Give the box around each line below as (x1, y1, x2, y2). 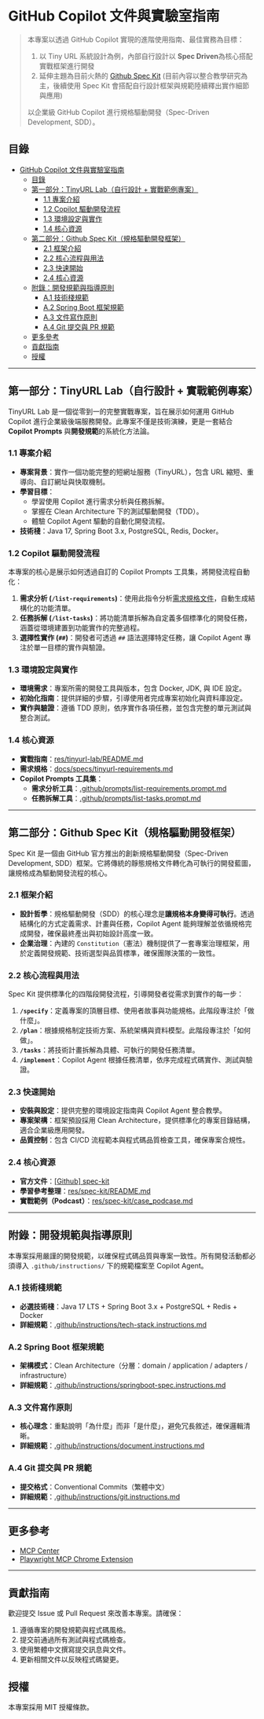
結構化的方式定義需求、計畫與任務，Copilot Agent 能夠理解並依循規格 (19, 918, 245, 928)
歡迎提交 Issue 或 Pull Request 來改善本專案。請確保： (8, 1609, 184, 1618)
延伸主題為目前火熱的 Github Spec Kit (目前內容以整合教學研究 (38, 71, 241, 80)
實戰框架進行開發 (38, 61, 95, 71)
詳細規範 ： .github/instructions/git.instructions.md (19, 1492, 181, 1501)
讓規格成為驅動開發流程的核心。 (8, 868, 112, 878)
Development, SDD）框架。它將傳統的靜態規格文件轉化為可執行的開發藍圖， (8, 858, 255, 867)
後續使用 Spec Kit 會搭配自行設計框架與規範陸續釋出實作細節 (53, 80, 250, 90)
